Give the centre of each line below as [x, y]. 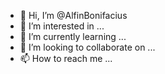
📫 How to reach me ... [66, 58]
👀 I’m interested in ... [62, 26]
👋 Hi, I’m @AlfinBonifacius [73, 15]
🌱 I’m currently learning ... [73, 36]
